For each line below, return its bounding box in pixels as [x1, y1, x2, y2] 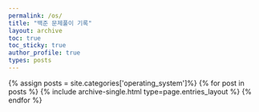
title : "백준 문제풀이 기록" [8, 19, 92, 27]
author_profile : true [8, 49, 81, 57]
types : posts [8, 57, 52, 65]
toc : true [8, 34, 42, 42]
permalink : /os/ [8, 11, 63, 20]
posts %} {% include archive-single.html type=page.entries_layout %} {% [8, 86, 253, 96]
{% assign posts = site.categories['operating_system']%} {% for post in [8, 78, 245, 88]
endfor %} [8, 95, 42, 105]
